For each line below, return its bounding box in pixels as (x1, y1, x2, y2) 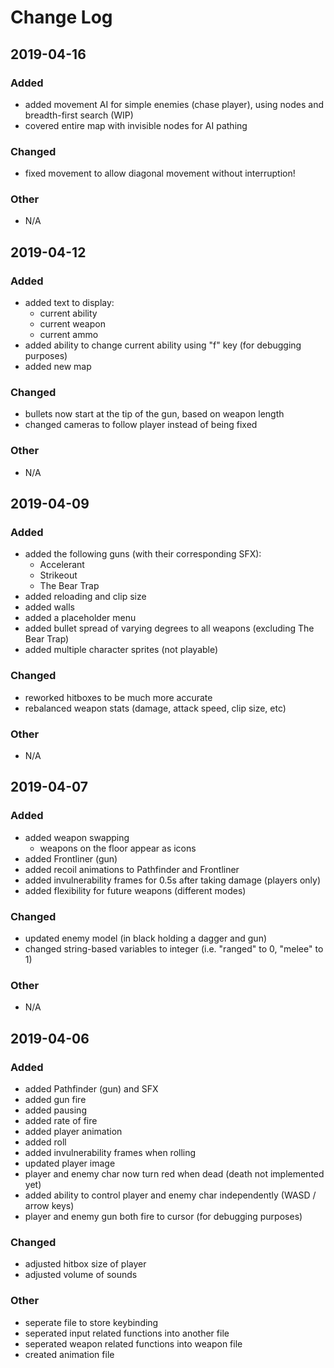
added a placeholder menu (24, 612, 137, 624)
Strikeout (39, 569, 78, 581)
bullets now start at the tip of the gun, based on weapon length (24, 408, 285, 420)
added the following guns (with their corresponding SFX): (24, 548, 262, 560)
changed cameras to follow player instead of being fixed (24, 419, 258, 431)
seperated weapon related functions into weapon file (24, 1337, 243, 1350)
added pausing (24, 1104, 87, 1116)
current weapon (39, 318, 106, 330)
